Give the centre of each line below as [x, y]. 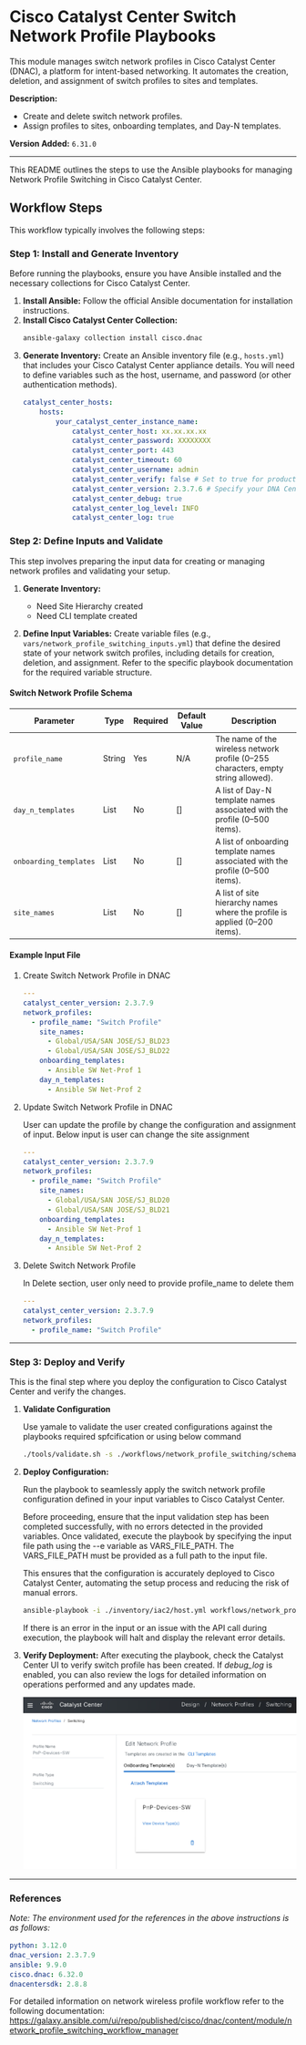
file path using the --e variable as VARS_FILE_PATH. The [128, 1545]
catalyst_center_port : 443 [123, 450]
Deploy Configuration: [66, 1472]
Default [192, 716]
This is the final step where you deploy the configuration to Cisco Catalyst [148, 1382]
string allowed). [244, 778]
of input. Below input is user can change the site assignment [136, 1134]
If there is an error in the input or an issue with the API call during [144, 1627]
